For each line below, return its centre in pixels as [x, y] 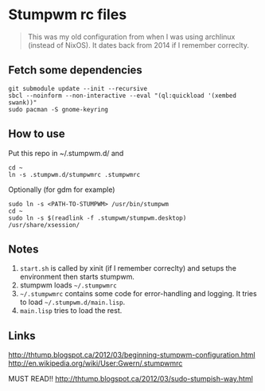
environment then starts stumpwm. [77, 277]
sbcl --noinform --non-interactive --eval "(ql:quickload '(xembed [123, 96]
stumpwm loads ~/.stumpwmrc [68, 285]
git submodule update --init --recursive [78, 88]
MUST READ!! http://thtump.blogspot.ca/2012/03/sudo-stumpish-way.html [131, 379]
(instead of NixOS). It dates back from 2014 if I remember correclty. [138, 45]
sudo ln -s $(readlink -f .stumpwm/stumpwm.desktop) [97, 218]
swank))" [23, 102]
